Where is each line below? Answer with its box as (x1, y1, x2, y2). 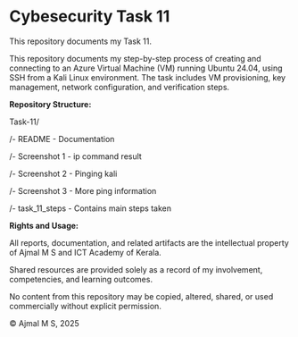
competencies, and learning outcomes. (9, 274, 153, 284)
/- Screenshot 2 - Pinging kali (9, 168, 118, 179)
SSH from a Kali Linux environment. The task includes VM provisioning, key (9, 72, 286, 82)
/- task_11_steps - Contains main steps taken (9, 203, 172, 214)
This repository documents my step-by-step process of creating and (9, 53, 261, 63)
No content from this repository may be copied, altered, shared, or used (9, 291, 274, 301)
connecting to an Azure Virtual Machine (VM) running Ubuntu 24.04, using (9, 63, 283, 73)
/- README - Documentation (9, 133, 115, 144)
